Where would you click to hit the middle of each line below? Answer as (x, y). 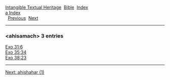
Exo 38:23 (16, 58)
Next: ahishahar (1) (25, 72)
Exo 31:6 (14, 47)
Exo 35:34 (16, 52)
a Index (13, 13)
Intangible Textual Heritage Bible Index (47, 7)
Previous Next (23, 18)
